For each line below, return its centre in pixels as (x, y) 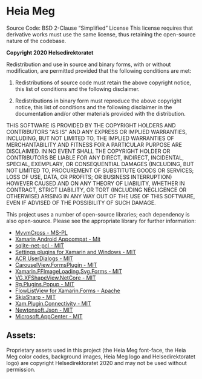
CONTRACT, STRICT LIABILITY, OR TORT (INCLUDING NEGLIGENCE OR (96, 190)
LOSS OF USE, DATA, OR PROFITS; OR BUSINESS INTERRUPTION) (89, 176)
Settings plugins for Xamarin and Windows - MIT (76, 252)
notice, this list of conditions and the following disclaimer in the (93, 107)
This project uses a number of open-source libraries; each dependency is (98, 214)
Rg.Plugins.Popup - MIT (44, 284)
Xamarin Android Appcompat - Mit (58, 239)
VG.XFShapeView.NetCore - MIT (55, 278)
